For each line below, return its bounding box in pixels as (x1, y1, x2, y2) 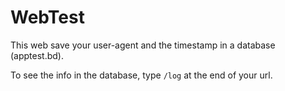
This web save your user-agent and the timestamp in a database (10, 39, 276, 51)
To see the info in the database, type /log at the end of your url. (10, 69, 273, 81)
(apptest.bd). (10, 49, 65, 61)
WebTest (10, 6, 85, 29)
